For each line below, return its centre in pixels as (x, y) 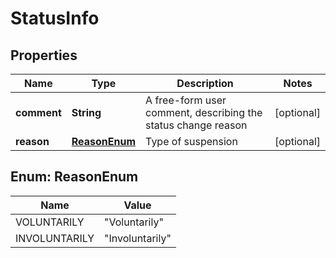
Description (205, 83)
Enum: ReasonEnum (74, 177)
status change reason (196, 125)
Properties (44, 55)
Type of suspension (191, 141)
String (86, 112)
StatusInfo (55, 18)
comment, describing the (204, 112)
